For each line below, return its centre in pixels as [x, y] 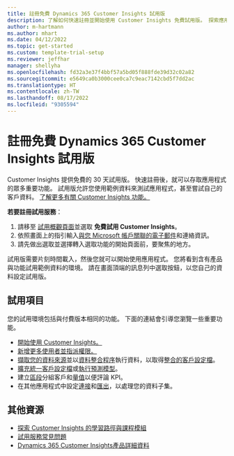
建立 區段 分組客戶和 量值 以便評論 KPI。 [72, 377]
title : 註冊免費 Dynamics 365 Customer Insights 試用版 [86, 14]
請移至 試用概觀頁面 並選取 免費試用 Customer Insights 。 [99, 226]
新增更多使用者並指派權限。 [57, 351]
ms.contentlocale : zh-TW [43, 91]
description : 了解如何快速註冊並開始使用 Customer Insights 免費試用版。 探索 [113, 20]
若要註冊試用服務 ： [35, 212]
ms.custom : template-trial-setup [56, 53]
